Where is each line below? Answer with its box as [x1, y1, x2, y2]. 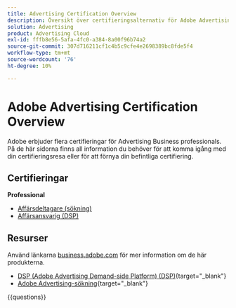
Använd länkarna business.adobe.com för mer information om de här [7, 250, 207, 260]
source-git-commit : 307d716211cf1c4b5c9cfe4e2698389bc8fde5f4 [7, 43, 193, 50]
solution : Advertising [7, 23, 74, 30]
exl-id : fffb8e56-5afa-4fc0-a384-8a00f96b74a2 [7, 36, 146, 43]
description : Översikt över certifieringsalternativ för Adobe [7, 17, 197, 24]
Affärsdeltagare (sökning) [17, 204, 93, 213]
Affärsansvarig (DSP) [17, 212, 79, 220]
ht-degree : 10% [7, 62, 52, 69]
